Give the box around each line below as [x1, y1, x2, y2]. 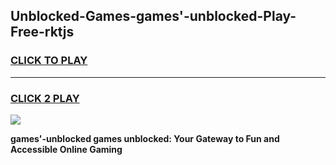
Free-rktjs [10, 24, 75, 41]
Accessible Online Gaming [10, 143, 123, 155]
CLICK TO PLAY [10, 54, 88, 68]
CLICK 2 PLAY [10, 91, 80, 105]
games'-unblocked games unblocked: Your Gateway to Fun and [10, 132, 280, 144]
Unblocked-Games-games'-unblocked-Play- [10, 8, 297, 25]
